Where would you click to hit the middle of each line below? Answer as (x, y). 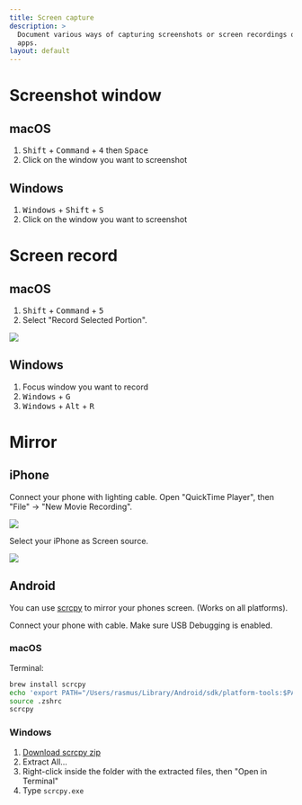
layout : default (40, 51)
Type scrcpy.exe (53, 790)
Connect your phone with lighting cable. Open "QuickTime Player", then (142, 496)
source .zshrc (36, 701)
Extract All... (44, 762)
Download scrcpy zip (62, 752)
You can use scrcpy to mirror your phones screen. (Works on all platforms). (149, 607)
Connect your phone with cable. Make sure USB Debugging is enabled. (141, 625)
